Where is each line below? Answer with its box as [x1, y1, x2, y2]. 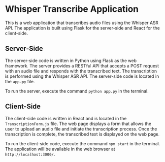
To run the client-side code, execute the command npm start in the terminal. [5, 140, 160, 146]
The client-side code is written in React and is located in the [5, 115, 127, 121]
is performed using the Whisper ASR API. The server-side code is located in [5, 73, 159, 79]
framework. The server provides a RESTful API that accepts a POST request [5, 63, 159, 68]
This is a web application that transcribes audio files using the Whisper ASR [5, 20, 159, 26]
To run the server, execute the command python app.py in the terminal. [5, 88, 149, 94]
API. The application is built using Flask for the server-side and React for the [5, 25, 160, 31]
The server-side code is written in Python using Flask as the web [5, 58, 137, 64]
